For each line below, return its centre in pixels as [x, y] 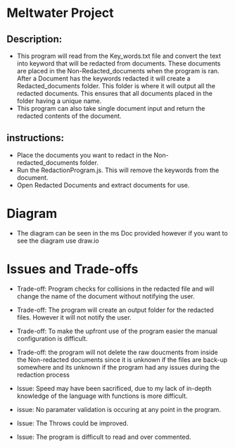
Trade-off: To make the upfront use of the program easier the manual [117, 331]
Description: [34, 39]
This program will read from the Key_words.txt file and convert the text [119, 56]
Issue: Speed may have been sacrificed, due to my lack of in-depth [114, 388]
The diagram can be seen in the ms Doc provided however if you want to [122, 233]
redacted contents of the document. [69, 116]
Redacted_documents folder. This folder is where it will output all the [116, 86]
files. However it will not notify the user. [74, 317]
